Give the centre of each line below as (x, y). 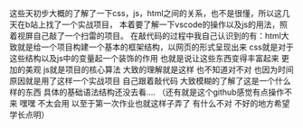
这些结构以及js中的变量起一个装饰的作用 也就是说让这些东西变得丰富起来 (144, 58)
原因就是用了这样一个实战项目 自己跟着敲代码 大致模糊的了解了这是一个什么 (150, 81)
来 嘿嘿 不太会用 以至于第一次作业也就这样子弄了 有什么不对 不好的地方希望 (150, 103)
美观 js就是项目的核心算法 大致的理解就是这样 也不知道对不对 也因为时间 (159, 69)
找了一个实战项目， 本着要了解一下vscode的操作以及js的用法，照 (166, 24)
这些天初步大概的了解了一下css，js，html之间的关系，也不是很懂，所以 (142, 13)
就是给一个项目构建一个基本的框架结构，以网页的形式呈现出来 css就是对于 (155, 47)
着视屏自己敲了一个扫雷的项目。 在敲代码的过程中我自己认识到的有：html (146, 36)
